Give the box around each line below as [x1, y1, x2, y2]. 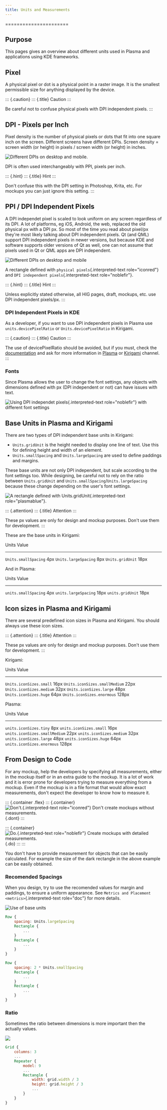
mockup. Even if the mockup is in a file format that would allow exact [5, 784, 146, 790]
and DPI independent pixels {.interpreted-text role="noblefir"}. [5, 272, 133, 278]
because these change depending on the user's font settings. [5, 483, 132, 489]
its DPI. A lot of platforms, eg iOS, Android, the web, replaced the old [5, 221, 146, 227]
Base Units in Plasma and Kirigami [5, 419, 113, 427]
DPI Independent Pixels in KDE [5, 309, 80, 316]
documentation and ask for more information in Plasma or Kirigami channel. [5, 350, 160, 356]
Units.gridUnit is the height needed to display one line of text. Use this [12, 442, 159, 448]
